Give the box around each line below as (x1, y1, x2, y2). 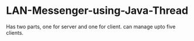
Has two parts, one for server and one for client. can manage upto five (6, 23, 176, 30)
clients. (6, 29, 24, 36)
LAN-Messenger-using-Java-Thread (6, 4, 189, 17)
